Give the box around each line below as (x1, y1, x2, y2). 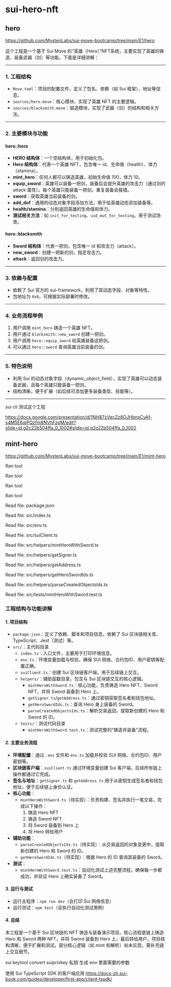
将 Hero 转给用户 (27, 828, 64, 834)
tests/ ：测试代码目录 (20, 720, 66, 727)
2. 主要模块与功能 (5, 130, 48, 137)
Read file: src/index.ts (5, 512, 51, 519)
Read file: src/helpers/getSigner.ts (5, 552, 77, 558)
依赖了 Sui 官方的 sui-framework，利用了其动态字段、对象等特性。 (12, 287, 153, 293)
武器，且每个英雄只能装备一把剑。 (17, 381, 89, 388)
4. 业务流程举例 (5, 312, 43, 319)
